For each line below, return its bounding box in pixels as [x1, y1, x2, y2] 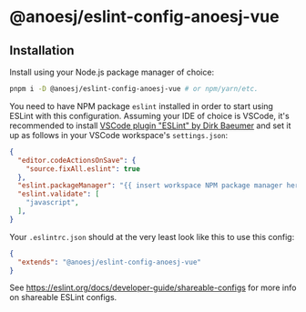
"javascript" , [25, 198, 79, 207]
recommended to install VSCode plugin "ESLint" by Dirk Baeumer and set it [9, 120, 291, 131]
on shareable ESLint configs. [9, 292, 117, 303]
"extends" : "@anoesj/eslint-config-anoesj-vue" [17, 257, 202, 267]
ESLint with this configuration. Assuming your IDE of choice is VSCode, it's [9, 110, 290, 121]
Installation [9, 43, 75, 58]
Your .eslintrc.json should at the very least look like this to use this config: [9, 231, 295, 242]
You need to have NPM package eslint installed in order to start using [9, 100, 273, 111]
